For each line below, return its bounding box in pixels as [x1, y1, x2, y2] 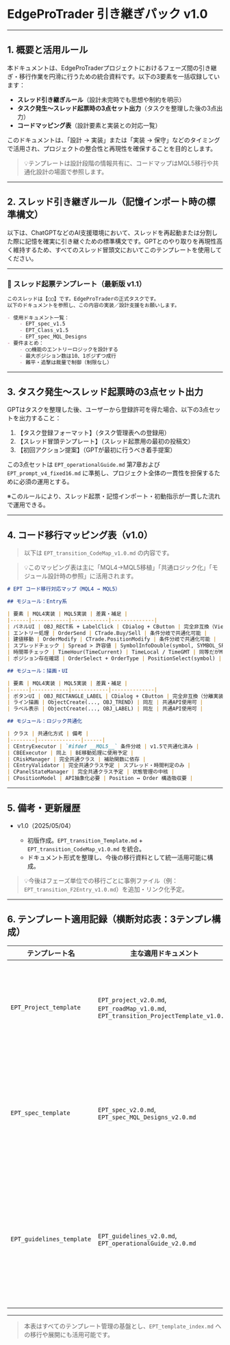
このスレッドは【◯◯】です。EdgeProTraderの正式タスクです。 [7, 295, 159, 302]
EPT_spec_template [10, 1109, 71, 1116]
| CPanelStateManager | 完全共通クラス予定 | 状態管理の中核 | [7, 768, 175, 776]
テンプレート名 [27, 948, 75, 958]
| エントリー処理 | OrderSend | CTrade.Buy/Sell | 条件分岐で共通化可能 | [7, 630, 207, 636]
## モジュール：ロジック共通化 [7, 718, 83, 725]
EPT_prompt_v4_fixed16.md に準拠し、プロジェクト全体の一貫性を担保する [7, 469, 214, 477]
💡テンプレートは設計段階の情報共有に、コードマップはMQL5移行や [23, 159, 214, 167]
